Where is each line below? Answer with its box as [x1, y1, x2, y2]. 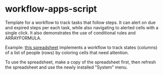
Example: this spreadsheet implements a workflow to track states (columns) [5, 44, 158, 50]
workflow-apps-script [5, 3, 97, 15]
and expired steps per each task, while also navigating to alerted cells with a [5, 24, 159, 30]
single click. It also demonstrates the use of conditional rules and [5, 30, 136, 36]
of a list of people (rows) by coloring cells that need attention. [5, 50, 129, 56]
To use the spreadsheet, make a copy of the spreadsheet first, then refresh [5, 59, 156, 65]
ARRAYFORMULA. [5, 35, 41, 41]
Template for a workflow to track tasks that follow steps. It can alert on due [5, 19, 156, 25]
